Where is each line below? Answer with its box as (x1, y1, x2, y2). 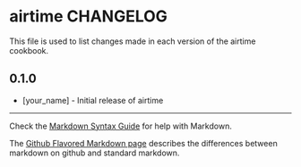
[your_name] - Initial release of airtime (21, 95, 164, 105)
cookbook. (9, 45, 49, 55)
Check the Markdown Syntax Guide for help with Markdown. (9, 121, 233, 131)
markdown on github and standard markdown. (9, 147, 180, 158)
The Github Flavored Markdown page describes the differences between (9, 138, 278, 148)
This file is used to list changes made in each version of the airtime (9, 36, 256, 46)
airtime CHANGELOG (9, 6, 168, 27)
